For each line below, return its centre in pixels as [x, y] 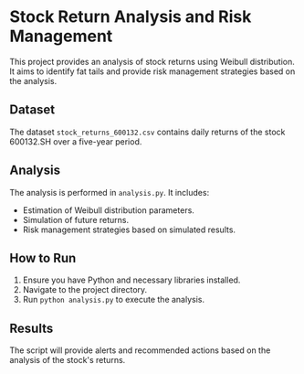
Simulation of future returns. [76, 219]
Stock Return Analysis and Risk [131, 17]
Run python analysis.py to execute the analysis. [114, 300]
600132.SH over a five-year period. [76, 141]
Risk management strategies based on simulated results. [129, 230]
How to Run [43, 258]
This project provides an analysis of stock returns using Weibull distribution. [152, 61]
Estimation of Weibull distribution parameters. [108, 210]
